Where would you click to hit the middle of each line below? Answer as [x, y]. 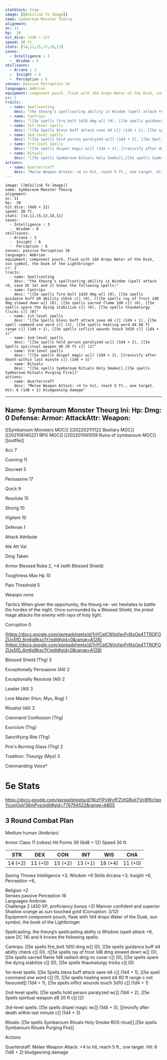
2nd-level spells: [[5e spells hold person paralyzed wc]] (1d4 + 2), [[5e [78, 992]
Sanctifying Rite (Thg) [28, 737]
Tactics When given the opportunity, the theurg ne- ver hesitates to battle [80, 604]
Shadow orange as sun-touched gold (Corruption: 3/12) [62, 911]
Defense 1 [15, 527]
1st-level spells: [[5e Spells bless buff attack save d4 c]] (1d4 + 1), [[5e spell [83, 972]
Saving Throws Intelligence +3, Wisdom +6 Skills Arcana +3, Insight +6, [78, 875]
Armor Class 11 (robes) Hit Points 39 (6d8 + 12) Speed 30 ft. [66, 842]
